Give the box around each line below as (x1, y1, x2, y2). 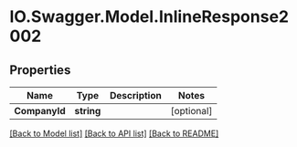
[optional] (170, 105, 213, 117)
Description (109, 89, 162, 101)
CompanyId (14, 105, 66, 117)
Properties (9, 62, 71, 78)
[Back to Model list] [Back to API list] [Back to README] (9, 128, 219, 139)
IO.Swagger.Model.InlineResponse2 (9, 6, 290, 27)
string (74, 105, 101, 117)
